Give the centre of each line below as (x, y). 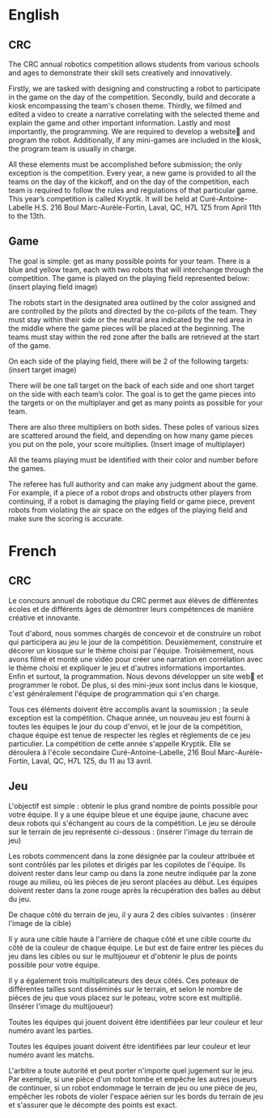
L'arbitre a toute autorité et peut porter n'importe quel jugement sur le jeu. (132, 1070)
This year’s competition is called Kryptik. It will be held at (103, 199)
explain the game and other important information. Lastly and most (119, 123)
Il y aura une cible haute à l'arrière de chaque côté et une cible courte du (130, 939)
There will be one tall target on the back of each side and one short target (132, 385)
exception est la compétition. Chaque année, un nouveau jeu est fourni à (130, 717)
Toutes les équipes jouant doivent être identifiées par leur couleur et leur (130, 1046)
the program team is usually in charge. (72, 149)
